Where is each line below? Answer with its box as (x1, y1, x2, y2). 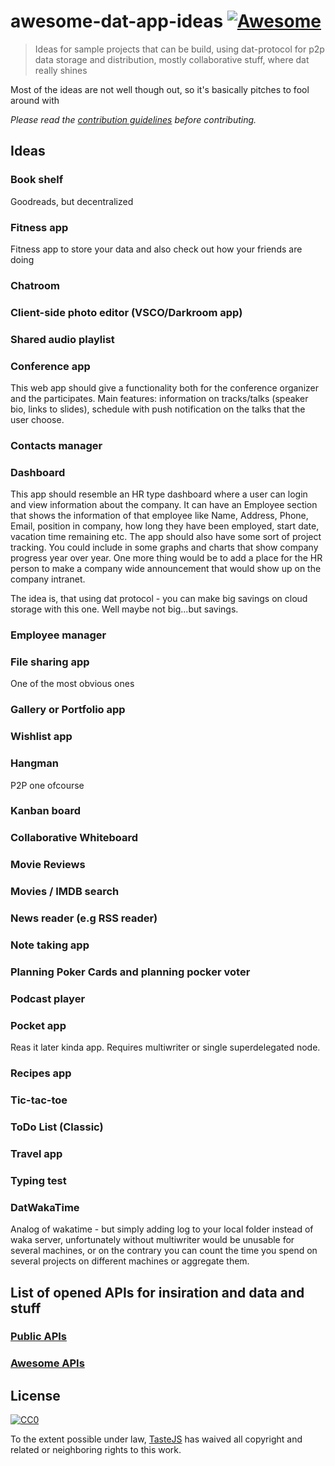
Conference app (10, 359, 91, 373)
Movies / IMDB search (10, 885, 120, 899)
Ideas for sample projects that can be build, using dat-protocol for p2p (34, 43, 325, 55)
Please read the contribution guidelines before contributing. (10, 113, 257, 125)
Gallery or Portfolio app (10, 703, 126, 717)
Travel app (10, 1146, 63, 1160)
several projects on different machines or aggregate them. (10, 1255, 250, 1267)
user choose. (10, 413, 65, 425)
